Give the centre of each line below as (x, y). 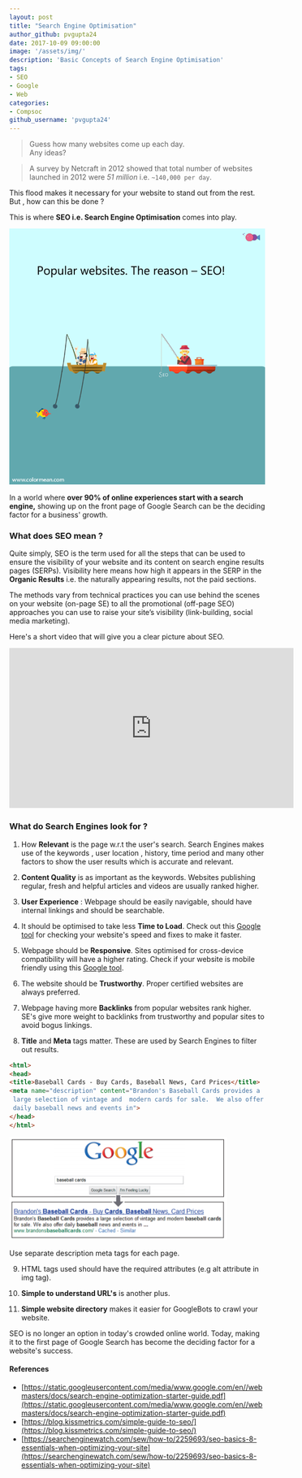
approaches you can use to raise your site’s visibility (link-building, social (131, 613)
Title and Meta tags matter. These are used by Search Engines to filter (139, 1041)
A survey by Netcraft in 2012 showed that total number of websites (141, 169)
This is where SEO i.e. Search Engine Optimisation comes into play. (123, 217)
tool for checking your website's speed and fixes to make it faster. (131, 934)
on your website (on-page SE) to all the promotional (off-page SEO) (122, 604)
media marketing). (40, 621)
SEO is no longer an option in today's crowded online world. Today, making (135, 1333)
